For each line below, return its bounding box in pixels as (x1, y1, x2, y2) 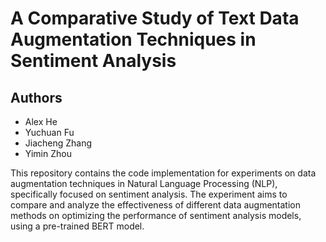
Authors (10, 89, 63, 106)
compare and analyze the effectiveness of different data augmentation (10, 199, 302, 211)
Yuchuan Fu (24, 127, 75, 138)
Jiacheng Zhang (24, 137, 93, 149)
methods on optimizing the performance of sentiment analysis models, (10, 210, 302, 221)
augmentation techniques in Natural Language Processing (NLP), (10, 178, 278, 189)
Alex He (24, 116, 58, 127)
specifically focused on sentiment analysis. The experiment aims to (10, 188, 288, 200)
